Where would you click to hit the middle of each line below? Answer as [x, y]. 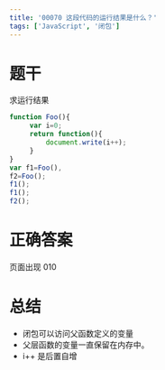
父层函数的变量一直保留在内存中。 [86, 345]
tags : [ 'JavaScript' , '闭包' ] [64, 26]
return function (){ [66, 134]
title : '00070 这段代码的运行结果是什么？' [83, 18]
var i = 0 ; [46, 126]
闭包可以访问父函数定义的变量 [78, 333]
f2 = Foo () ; [28, 176]
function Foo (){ [40, 117]
